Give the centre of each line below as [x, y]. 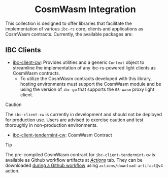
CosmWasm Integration [85, 9]
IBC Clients [23, 50]
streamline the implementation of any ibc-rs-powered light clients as [84, 67]
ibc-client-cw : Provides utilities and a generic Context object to [78, 62]
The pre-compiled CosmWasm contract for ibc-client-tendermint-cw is [80, 154]
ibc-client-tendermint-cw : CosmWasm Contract [62, 135]
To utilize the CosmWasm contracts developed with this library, [86, 78]
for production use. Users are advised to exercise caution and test [74, 120]
